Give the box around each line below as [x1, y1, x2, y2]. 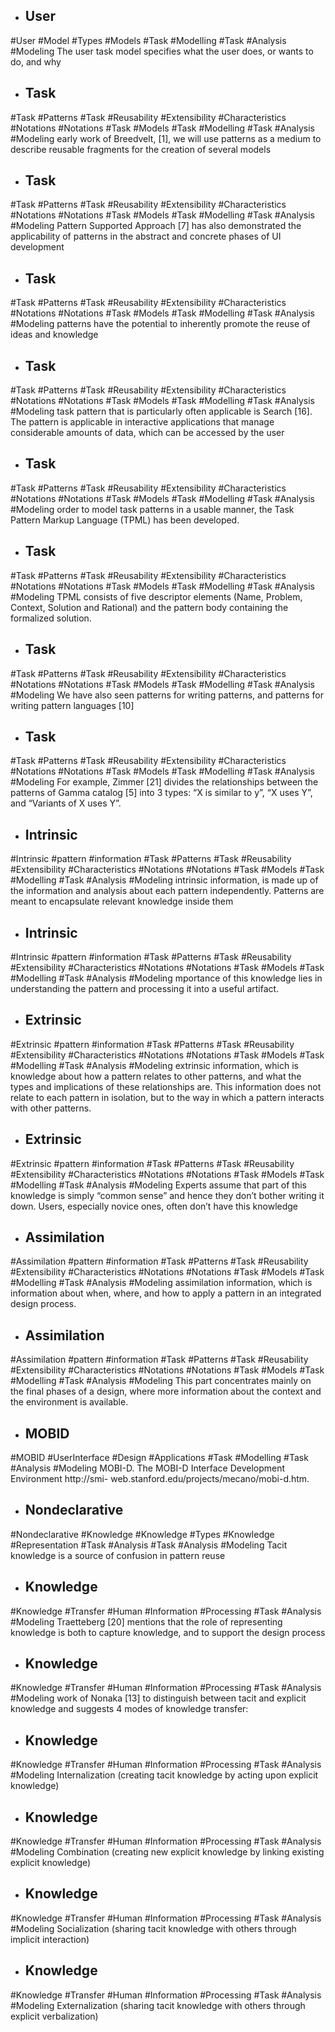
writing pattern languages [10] [10, 699, 135, 711]
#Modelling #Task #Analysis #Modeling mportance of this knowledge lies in [10, 972, 323, 984]
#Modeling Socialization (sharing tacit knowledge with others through [10, 1922, 297, 1934]
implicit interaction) [10, 1933, 90, 1945]
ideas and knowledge [10, 329, 99, 341]
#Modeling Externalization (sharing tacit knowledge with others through [10, 1999, 306, 2011]
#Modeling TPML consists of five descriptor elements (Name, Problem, [10, 590, 303, 603]
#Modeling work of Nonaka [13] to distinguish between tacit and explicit [10, 1692, 307, 1704]
